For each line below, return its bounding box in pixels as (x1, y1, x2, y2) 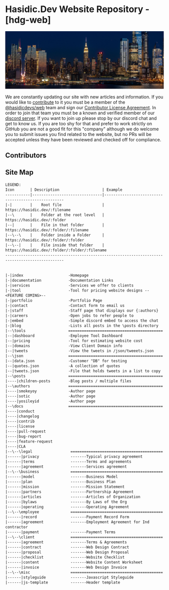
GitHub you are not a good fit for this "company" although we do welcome (5, 126, 159, 132)
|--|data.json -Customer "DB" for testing (5, 358, 127, 363)
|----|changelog (5, 414, 39, 419)
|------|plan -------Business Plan (5, 479, 116, 484)
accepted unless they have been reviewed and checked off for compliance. (5, 136, 161, 142)
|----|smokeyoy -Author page (5, 389, 96, 394)
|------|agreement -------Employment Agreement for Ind (5, 520, 150, 525)
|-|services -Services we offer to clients (5, 283, 134, 288)
